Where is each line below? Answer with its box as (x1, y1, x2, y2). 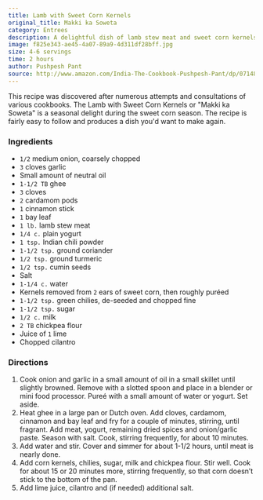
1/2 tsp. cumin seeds (19, 262, 92, 272)
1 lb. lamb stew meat (19, 221, 91, 230)
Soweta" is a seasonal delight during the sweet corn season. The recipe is (8, 108, 247, 118)
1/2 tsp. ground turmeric (19, 254, 103, 263)
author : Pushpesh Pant (8, 63, 82, 71)
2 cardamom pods (19, 195, 78, 205)
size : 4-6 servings (8, 48, 72, 56)
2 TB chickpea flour (19, 320, 82, 330)
